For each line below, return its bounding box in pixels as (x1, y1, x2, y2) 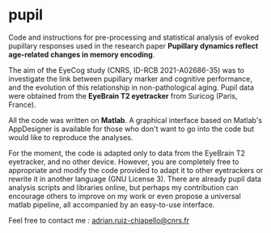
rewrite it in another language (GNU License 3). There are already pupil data (8, 174, 261, 184)
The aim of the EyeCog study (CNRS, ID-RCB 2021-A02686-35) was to (8, 65, 245, 74)
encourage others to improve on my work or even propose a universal (8, 191, 241, 201)
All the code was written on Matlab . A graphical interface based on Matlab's (8, 115, 263, 125)
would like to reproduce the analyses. (8, 132, 133, 142)
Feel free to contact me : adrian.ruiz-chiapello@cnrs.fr (8, 215, 190, 225)
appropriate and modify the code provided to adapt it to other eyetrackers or (8, 165, 264, 175)
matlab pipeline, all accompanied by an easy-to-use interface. (8, 200, 215, 210)
